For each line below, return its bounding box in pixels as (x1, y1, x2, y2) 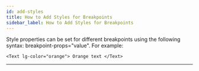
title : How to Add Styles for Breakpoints (6, 14, 113, 20)
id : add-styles (6, 8, 44, 15)
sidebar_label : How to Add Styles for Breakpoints (6, 20, 134, 25)
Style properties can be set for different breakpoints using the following (6, 36, 181, 43)
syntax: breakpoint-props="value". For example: (6, 42, 123, 49)
